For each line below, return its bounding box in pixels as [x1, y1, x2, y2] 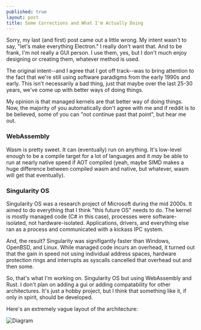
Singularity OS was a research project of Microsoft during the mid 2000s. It [6, 200, 192, 207]
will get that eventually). [6, 171, 65, 179]
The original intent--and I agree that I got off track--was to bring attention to [6, 67, 194, 75]
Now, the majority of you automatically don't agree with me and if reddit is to [6, 105, 196, 112]
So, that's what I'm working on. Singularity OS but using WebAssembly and [6, 274, 192, 281]
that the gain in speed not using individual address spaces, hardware [6, 250, 177, 257]
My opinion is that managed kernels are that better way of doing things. [6, 98, 183, 105]
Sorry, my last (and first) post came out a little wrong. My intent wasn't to [6, 37, 187, 44]
